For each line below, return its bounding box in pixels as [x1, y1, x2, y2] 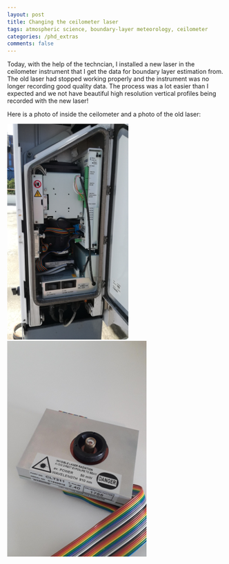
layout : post [7, 11, 45, 18]
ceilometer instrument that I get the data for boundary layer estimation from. [7, 68, 223, 76]
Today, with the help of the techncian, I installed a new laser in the [7, 60, 195, 68]
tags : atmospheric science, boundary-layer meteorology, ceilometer [7, 26, 208, 32]
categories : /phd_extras [7, 33, 79, 40]
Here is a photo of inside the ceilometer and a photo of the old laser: [7, 110, 201, 119]
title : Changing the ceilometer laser [7, 18, 119, 26]
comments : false [7, 40, 54, 48]
